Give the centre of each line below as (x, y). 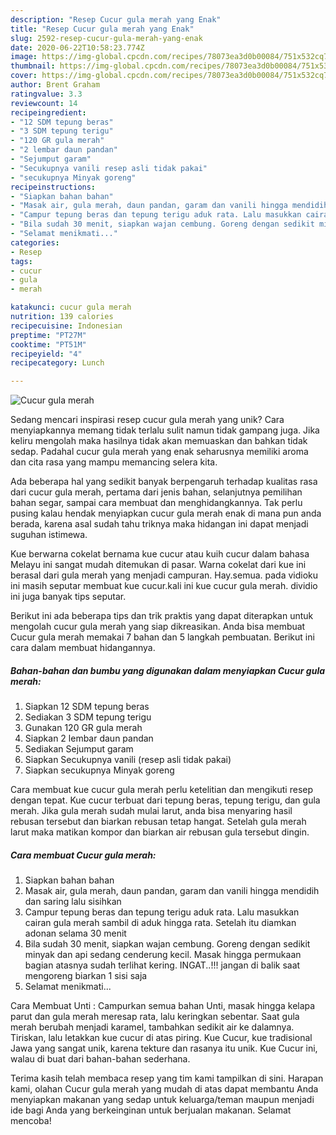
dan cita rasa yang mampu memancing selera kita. (114, 462)
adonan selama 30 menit (75, 933)
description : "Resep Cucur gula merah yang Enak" (116, 19)
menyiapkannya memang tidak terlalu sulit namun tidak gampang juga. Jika (165, 430)
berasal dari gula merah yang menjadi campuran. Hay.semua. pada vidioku (164, 575)
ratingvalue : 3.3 (46, 94)
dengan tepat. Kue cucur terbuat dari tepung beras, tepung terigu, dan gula (165, 800)
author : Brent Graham (55, 85)
